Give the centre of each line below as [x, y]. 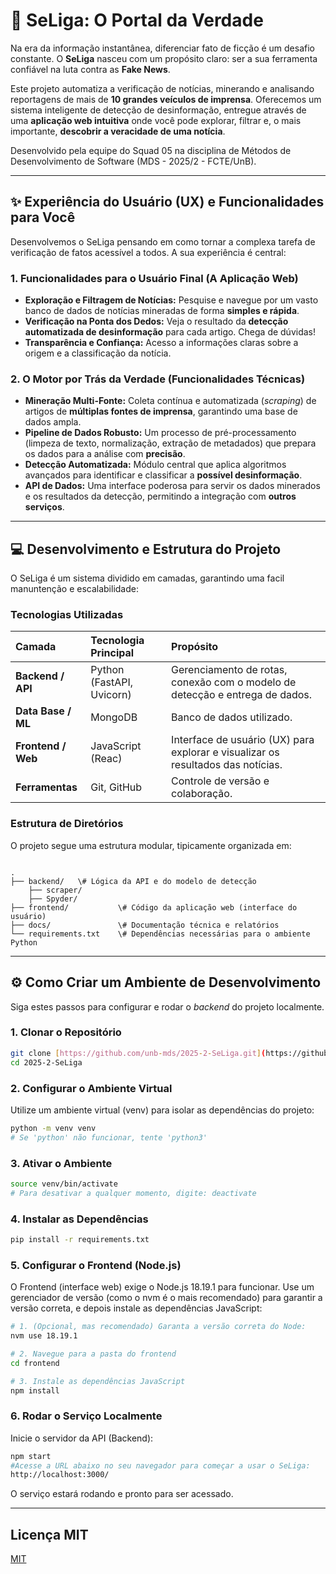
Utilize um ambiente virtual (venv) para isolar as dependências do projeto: [162, 1110]
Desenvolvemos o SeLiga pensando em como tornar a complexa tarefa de [163, 241]
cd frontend [35, 1363]
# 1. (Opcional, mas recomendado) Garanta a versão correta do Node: [158, 1327]
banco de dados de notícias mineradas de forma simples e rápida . [162, 311]
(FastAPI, [112, 682]
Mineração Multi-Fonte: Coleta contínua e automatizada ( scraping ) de [170, 401]
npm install [35, 1390]
